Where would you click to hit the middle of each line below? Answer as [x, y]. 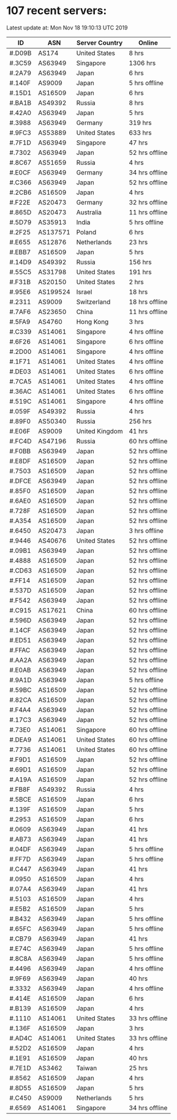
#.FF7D [20, 859]
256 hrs [140, 421]
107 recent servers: [57, 11]
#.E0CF [20, 172]
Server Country [100, 42]
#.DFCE [21, 481]
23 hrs [138, 242]
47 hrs [138, 143]
